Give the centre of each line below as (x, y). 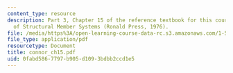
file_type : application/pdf (48, 40)
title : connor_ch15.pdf (42, 53)
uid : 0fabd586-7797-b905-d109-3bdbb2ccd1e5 (71, 59)
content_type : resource (42, 14)
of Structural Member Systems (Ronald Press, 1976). (91, 26)
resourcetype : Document (42, 46)
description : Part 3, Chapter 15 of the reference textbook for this (110, 20)
